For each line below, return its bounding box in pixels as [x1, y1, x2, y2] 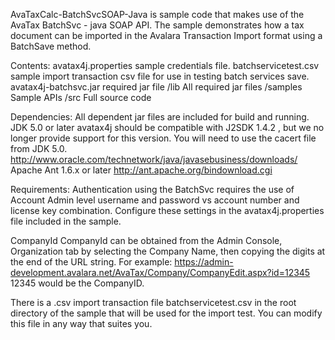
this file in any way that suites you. [10, 318, 153, 329]
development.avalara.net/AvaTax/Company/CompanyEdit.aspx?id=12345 [10, 267, 311, 278]
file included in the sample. [10, 215, 122, 227]
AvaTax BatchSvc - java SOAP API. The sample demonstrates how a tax [10, 19, 305, 31]
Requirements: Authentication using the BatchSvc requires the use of [10, 184, 295, 195]
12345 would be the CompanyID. [10, 277, 145, 289]
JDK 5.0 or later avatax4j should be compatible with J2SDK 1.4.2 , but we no [10, 122, 325, 133]
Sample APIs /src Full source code [10, 92, 152, 103]
